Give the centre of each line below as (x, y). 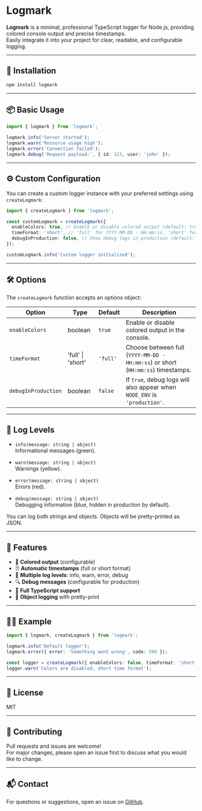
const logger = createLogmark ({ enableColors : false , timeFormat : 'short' (102, 662)
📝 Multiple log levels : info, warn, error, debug (71, 575)
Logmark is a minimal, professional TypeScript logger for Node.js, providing (100, 27)
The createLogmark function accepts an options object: (74, 297)
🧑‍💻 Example (29, 621)
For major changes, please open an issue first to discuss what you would (96, 752)
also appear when (151, 387)
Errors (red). (30, 487)
